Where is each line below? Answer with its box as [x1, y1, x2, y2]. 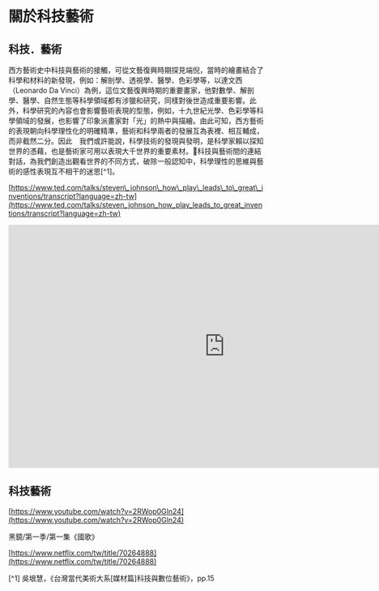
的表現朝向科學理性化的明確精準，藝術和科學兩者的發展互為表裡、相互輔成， [8, 126, 264, 135]
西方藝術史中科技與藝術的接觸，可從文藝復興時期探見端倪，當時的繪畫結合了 [8, 66, 264, 75]
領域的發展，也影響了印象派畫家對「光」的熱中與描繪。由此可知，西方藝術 [15, 116, 264, 126]
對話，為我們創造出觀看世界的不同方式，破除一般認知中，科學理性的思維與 [8, 156, 257, 166]
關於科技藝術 [8, 7, 95, 26]
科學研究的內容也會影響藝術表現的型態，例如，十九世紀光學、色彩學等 [22, 106, 257, 115]
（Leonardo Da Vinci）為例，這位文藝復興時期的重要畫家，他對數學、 [8, 86, 241, 95]
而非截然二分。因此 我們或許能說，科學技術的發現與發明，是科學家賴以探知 [8, 136, 264, 146]
